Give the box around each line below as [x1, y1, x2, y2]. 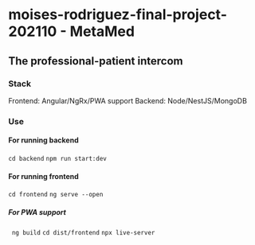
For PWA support [8, 207, 66, 216]
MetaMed [69, 22, 135, 41]
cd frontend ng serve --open [8, 191, 104, 199]
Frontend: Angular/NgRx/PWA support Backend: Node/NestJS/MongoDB [8, 95, 247, 105]
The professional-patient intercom [8, 54, 183, 68]
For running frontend [8, 171, 80, 181]
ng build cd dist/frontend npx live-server [11, 229, 155, 237]
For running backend [8, 135, 79, 145]
